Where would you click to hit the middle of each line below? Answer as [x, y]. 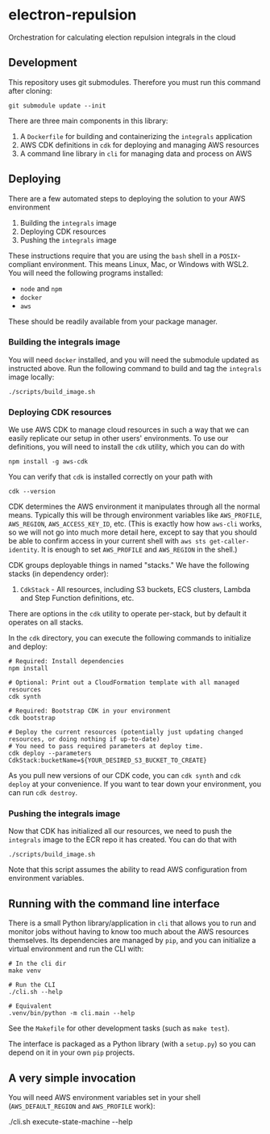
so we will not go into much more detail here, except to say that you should [133, 532]
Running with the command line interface [114, 903]
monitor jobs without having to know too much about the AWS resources [129, 932]
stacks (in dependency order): [58, 574]
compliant [25, 264]
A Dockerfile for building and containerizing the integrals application [136, 136]
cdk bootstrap [32, 718]
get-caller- [229, 542]
